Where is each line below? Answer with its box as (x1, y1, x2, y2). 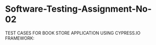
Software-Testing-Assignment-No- (5, 3, 152, 15)
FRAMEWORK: (5, 35, 34, 41)
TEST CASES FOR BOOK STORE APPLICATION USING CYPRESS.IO (5, 30, 141, 36)
